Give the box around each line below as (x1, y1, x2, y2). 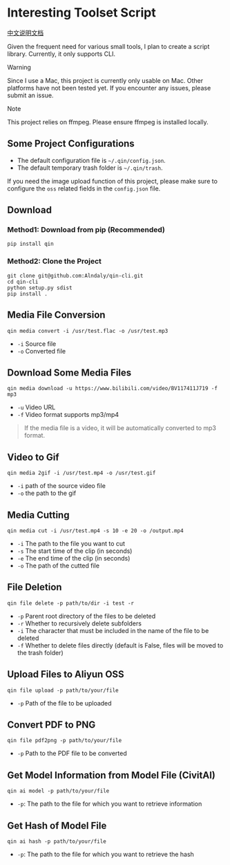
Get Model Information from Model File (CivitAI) (7, 769, 215, 781)
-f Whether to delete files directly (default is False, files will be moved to (17, 641, 224, 650)
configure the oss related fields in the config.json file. (7, 184, 161, 193)
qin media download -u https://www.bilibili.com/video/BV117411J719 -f (7, 385, 218, 392)
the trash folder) (17, 648, 64, 657)
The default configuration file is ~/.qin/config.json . (17, 156, 166, 164)
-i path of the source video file (17, 482, 106, 490)
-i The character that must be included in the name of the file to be (17, 626, 209, 634)
